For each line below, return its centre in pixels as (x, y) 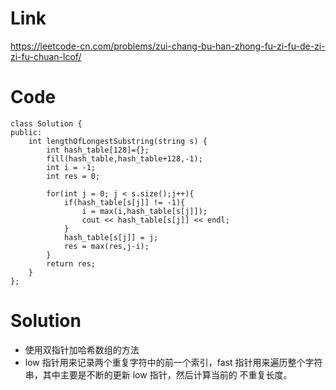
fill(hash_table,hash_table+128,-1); (124, 158)
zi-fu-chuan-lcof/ (46, 56)
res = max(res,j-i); (106, 246)
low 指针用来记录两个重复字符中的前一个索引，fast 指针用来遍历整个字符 (173, 362)
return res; (71, 263)
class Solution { (46, 123)
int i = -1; (71, 167)
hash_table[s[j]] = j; (111, 237)
